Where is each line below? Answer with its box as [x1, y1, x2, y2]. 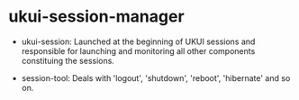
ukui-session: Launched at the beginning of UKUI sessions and [21, 36, 256, 47]
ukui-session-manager [8, 6, 186, 27]
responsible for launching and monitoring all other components [21, 45, 256, 56]
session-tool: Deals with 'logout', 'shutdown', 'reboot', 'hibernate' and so [21, 72, 291, 83]
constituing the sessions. [21, 55, 114, 66]
